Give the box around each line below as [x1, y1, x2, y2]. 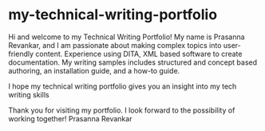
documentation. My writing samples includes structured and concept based [8, 58, 258, 67]
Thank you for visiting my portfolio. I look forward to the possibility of [8, 105, 235, 115]
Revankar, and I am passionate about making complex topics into [8, 40, 222, 50]
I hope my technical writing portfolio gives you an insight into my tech [8, 81, 237, 91]
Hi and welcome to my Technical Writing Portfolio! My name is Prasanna [8, 32, 245, 42]
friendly [8, 49, 34, 58]
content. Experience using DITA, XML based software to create [35, 49, 243, 58]
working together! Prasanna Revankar [8, 113, 132, 123]
